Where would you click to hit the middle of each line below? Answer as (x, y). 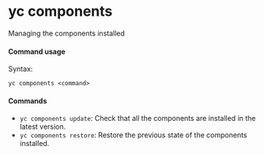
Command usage (37, 51)
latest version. (43, 127)
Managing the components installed (66, 33)
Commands (28, 100)
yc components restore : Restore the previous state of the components (133, 135)
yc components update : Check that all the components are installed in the (138, 118)
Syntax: (21, 69)
